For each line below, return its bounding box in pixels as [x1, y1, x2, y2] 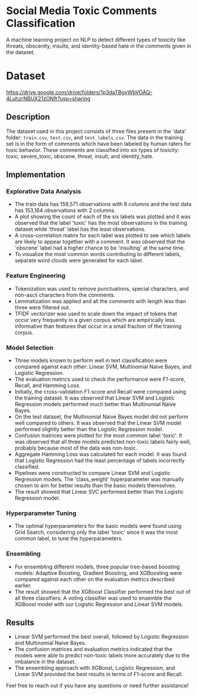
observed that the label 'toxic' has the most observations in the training [14, 220, 188, 227]
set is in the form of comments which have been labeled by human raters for [6, 140, 191, 147]
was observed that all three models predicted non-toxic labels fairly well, [14, 438, 191, 445]
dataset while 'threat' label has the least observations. [14, 225, 146, 233]
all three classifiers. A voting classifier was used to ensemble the [14, 594, 172, 601]
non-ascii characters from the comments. [14, 291, 116, 298]
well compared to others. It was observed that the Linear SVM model [14, 419, 182, 426]
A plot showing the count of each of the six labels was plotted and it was [14, 213, 191, 220]
